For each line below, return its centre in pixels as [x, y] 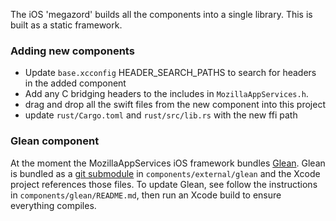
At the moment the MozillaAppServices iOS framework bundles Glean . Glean [168, 163]
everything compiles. [53, 205]
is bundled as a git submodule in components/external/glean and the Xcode [165, 173]
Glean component [55, 141]
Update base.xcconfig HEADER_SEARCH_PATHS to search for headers [170, 73]
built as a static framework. [66, 25]
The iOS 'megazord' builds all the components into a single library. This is [161, 14]
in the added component [75, 83]
